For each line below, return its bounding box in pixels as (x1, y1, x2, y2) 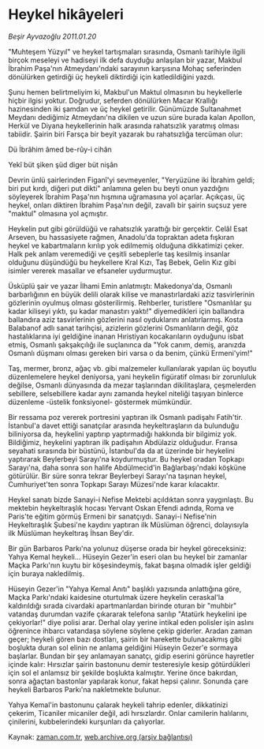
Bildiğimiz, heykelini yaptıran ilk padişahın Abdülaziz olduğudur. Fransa (8, 437, 238, 447)
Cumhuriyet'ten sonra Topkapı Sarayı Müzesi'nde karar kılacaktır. (8, 479, 220, 489)
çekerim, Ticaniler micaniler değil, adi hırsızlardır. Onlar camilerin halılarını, (8, 708, 249, 717)
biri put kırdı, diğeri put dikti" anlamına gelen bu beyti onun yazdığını (8, 183, 229, 193)
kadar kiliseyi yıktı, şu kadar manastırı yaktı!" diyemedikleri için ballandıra (8, 306, 244, 316)
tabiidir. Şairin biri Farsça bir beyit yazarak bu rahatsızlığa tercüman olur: (8, 129, 243, 139)
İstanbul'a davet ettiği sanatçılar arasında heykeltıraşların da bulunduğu (8, 421, 240, 430)
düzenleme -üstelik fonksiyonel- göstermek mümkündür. (8, 397, 192, 406)
